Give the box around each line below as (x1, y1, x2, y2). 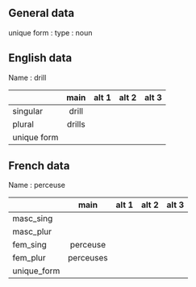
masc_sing (12, 213, 53, 224)
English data (8, 52, 73, 65)
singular (12, 105, 43, 116)
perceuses (68, 252, 109, 264)
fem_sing (12, 239, 47, 251)
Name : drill (8, 73, 47, 82)
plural (12, 119, 35, 130)
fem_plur (12, 252, 46, 264)
